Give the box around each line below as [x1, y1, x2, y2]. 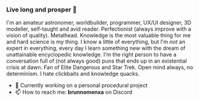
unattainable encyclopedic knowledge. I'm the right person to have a [6, 51, 177, 58]
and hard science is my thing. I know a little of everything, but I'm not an [6, 38, 186, 46]
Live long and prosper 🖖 [6, 5, 77, 14]
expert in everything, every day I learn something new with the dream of [6, 44, 186, 52]
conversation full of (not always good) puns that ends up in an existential [6, 57, 187, 65]
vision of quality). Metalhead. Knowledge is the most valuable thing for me [6, 32, 191, 39]
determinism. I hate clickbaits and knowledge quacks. [6, 70, 140, 78]
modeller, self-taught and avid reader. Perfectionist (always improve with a [6, 25, 192, 32]
